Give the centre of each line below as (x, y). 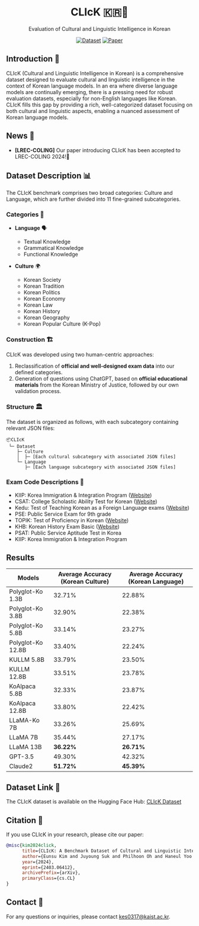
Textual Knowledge (47, 242)
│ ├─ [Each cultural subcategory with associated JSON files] (97, 457)
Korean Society (42, 279)
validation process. (38, 391)
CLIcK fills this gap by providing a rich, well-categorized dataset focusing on (99, 105)
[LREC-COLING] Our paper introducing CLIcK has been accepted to (97, 150)
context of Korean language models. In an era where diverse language (92, 86)
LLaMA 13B (26, 747)
